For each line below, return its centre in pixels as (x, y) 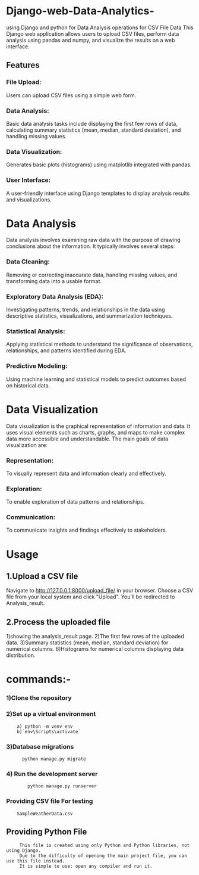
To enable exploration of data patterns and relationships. (75, 502)
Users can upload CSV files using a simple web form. (71, 95)
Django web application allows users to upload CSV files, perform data (93, 33)
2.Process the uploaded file (59, 622)
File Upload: (24, 82)
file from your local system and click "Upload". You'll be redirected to (91, 597)
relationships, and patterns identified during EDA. (66, 350)
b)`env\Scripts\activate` (49, 731)
